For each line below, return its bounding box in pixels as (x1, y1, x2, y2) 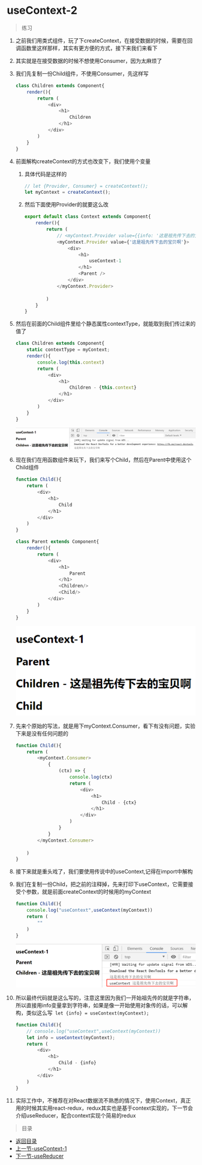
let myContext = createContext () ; (24, 190, 111, 196)
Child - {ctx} (101, 799, 137, 806)
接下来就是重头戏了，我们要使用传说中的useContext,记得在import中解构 (15, 868, 194, 875)
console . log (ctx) (69, 774, 113, 780)
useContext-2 (7, 4, 77, 17)
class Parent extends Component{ (15, 539, 100, 545)
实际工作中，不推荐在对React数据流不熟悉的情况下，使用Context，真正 (15, 1097, 191, 1104)
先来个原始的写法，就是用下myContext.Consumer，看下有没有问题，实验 (15, 722, 196, 729)
